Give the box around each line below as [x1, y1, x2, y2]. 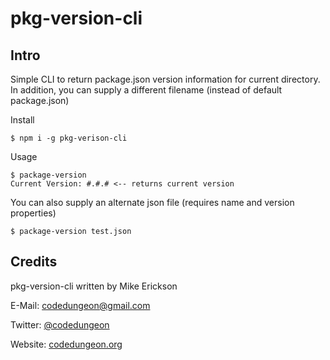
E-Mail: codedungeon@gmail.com [10, 299, 151, 311]
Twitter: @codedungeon [10, 318, 110, 331]
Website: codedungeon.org [10, 338, 123, 350]
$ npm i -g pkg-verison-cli [10, 133, 128, 143]
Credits [10, 253, 58, 271]
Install [10, 114, 35, 126]
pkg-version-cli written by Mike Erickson [10, 280, 178, 292]
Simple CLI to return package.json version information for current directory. [10, 73, 321, 85]
